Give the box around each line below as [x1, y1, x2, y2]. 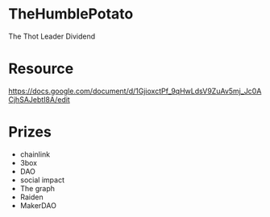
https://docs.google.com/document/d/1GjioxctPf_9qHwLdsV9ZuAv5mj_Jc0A [8, 86, 262, 96]
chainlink [19, 149, 51, 159]
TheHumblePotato [8, 5, 134, 23]
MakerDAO [19, 200, 56, 210]
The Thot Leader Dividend [8, 31, 95, 41]
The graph [19, 183, 55, 193]
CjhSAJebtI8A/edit [8, 94, 70, 104]
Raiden [19, 192, 44, 202]
